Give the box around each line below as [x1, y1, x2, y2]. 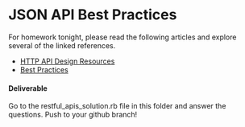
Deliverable [8, 83, 48, 93]
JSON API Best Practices [8, 6, 177, 24]
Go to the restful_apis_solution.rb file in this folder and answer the [8, 101, 226, 111]
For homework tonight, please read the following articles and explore [8, 32, 237, 42]
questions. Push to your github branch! [8, 110, 138, 120]
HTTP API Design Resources [19, 56, 115, 66]
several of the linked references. [8, 40, 116, 50]
